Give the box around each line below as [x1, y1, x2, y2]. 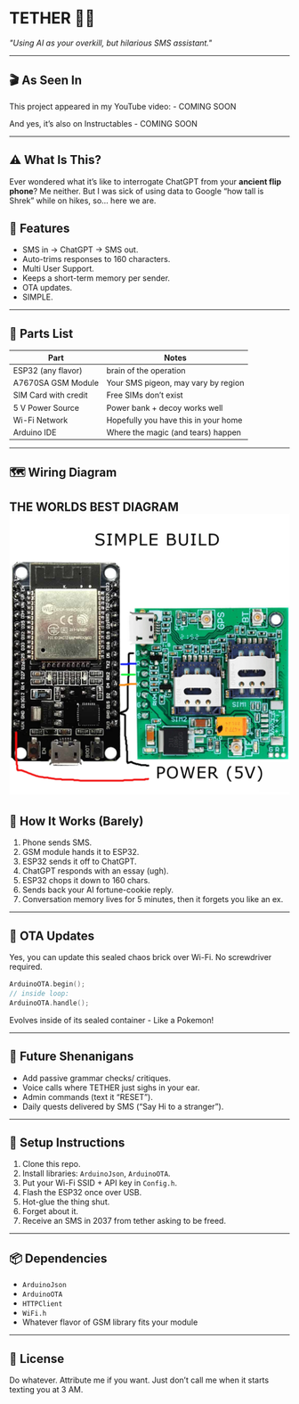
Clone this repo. [21, 1159, 81, 1170]
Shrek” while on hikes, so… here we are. [9, 195, 157, 206]
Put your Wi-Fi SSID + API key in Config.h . [21, 1178, 178, 1188]
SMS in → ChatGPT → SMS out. [21, 244, 139, 255]
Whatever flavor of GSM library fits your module [21, 1317, 198, 1327]
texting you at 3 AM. [9, 1383, 84, 1394]
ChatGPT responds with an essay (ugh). [21, 866, 169, 876]
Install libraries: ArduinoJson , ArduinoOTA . [21, 1168, 171, 1179]
